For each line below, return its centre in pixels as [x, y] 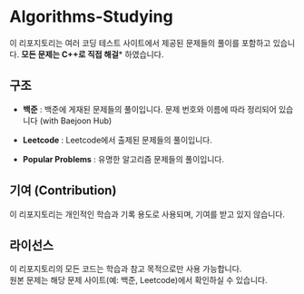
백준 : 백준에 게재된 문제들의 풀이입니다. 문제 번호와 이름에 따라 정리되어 [149, 109]
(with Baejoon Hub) [76, 121]
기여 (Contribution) [63, 191]
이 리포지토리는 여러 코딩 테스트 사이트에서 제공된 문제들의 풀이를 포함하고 [140, 43]
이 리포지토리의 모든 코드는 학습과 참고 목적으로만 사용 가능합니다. [126, 269]
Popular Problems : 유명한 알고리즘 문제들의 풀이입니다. [123, 159]
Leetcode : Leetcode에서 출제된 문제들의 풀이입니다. [118, 140]
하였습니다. [144, 54]
